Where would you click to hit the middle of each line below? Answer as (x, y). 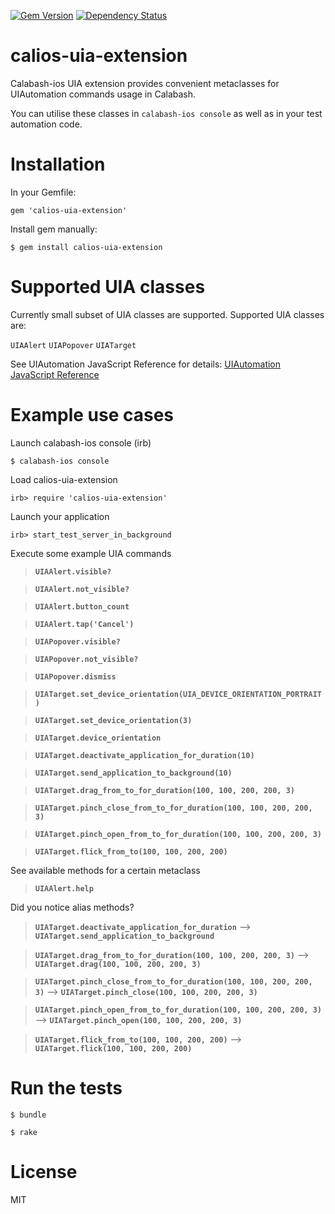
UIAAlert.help (64, 888)
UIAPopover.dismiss (75, 676)
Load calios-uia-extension (64, 479)
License (44, 1171)
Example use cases (92, 415)
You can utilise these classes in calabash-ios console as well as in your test (166, 113)
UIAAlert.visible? (73, 571)
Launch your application (60, 516)
